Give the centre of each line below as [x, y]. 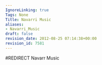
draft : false [19, 34]
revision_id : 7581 [25, 44]
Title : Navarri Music [28, 19]
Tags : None [17, 15]
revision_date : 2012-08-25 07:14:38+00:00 [51, 39]
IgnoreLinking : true [27, 10]
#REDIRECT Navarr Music [32, 58]
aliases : [15, 24]
